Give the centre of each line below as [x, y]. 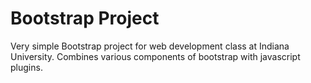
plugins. [26, 67]
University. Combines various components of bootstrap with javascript [155, 56]
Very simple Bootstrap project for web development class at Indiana [150, 46]
